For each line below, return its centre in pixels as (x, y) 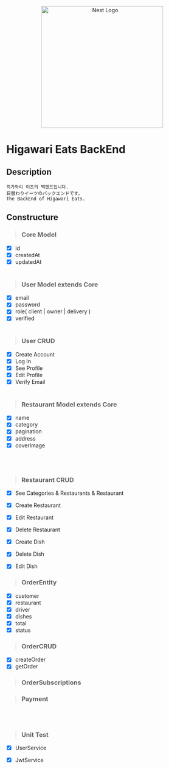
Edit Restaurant (34, 517)
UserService (31, 748)
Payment (35, 699)
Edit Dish (26, 566)
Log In (23, 361)
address (25, 438)
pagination (29, 431)
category (26, 425)
